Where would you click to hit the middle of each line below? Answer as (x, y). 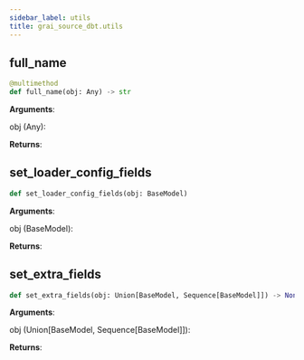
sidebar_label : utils (50, 18)
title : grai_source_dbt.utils (66, 26)
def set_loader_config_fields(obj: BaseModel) (99, 194)
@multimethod (34, 84)
